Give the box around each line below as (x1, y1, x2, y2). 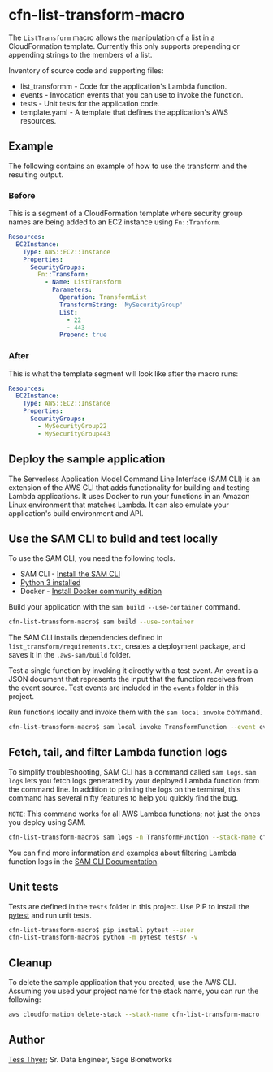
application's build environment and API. (8, 508, 144, 518)
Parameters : (51, 286, 93, 294)
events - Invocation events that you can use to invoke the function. (19, 89, 244, 99)
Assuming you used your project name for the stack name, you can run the (8, 986, 259, 996)
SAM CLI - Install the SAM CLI (19, 569, 120, 579)
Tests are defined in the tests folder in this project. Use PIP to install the (8, 901, 250, 911)
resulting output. (8, 169, 63, 180)
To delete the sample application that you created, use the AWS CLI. (8, 978, 237, 987)
